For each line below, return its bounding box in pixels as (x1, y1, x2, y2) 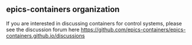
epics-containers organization (6, 5, 120, 14)
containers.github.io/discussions (6, 32, 85, 39)
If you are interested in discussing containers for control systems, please (6, 20, 182, 27)
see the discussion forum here (6, 26, 80, 33)
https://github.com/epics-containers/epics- (80, 26, 186, 33)
